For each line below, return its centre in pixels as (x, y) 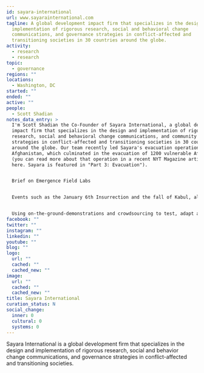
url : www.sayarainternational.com (50, 18)
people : (16, 108)
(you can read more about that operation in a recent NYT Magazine (99, 159)
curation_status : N (31, 304)
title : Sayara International (43, 299)
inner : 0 (23, 315)
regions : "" (21, 74)
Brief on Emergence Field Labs (51, 181)
